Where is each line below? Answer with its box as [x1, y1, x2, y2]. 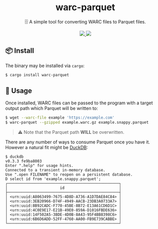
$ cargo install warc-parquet [5, 72, 70, 77]
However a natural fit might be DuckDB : [5, 145, 88, 151]
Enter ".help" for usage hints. [5, 163, 74, 168]
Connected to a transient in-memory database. [5, 167, 106, 173]
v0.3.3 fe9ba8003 [5, 159, 42, 164]
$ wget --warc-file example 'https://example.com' [5, 115, 115, 121]
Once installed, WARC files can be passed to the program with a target [5, 100, 153, 106]
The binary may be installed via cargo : [5, 63, 85, 69]
